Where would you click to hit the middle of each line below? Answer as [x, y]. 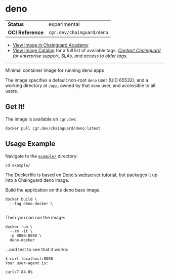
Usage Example [30, 144]
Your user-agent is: [27, 263]
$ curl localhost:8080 [29, 259]
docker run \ [19, 227]
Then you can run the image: [35, 217]
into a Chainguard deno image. [37, 180]
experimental [64, 24]
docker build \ [21, 199]
